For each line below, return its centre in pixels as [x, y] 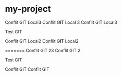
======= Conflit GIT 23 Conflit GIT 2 [43, 50]
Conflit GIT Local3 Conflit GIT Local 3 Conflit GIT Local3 [61, 22]
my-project [28, 9]
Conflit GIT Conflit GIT [27, 69]
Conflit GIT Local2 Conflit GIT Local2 [42, 41]
